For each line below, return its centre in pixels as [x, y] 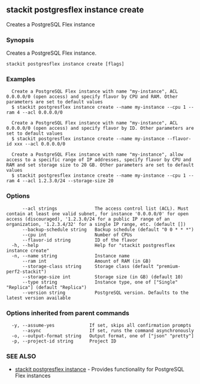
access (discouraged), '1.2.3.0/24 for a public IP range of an [88, 219]
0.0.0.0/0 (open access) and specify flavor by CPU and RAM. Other [92, 97]
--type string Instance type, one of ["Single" [100, 282]
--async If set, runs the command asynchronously [108, 331]
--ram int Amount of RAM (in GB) [87, 261]
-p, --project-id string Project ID [64, 341]
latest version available [38, 298]
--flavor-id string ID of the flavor [80, 240]
